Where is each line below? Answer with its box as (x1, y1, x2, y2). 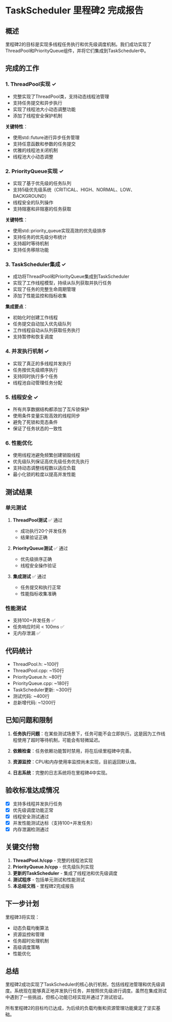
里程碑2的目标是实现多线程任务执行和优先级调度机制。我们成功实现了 (5, 41, 152, 47)
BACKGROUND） (12, 193, 50, 199)
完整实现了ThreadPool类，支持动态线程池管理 (12, 93, 109, 99)
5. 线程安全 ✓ (5, 393, 38, 401)
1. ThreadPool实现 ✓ (5, 80, 56, 88)
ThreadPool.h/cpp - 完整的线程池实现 (12, 857, 93, 863)
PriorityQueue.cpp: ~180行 (12, 680, 69, 686)
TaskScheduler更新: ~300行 (12, 686, 72, 693)
